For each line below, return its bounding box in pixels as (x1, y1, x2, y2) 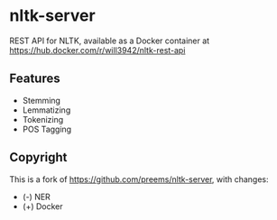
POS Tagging (22, 124, 72, 134)
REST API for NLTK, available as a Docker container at (9, 35, 210, 46)
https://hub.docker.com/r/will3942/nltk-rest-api (9, 44, 186, 55)
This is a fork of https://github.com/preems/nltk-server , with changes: (9, 173, 269, 185)
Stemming (22, 95, 61, 105)
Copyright (9, 150, 68, 165)
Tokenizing (22, 114, 64, 124)
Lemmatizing (22, 105, 71, 115)
